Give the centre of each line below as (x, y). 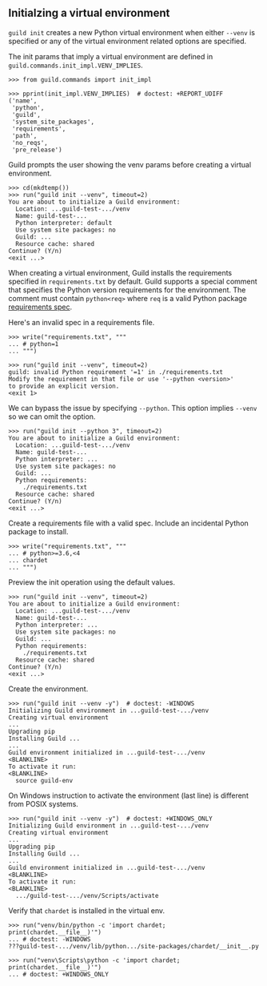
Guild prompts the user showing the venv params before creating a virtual (130, 164)
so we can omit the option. (52, 417)
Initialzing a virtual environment (89, 13)
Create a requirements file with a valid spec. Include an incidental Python (129, 523)
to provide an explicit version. (64, 386)
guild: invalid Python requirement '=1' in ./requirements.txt (116, 372)
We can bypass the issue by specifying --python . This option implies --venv (133, 408)
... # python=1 (34, 344)
